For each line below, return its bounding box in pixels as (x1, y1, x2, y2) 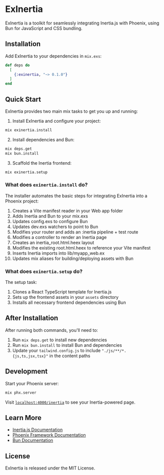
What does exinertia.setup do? (5, 268, 83, 275)
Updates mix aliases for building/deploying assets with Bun (12, 255, 134, 261)
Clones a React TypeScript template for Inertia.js (12, 289, 112, 295)
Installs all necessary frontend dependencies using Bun (12, 299, 126, 305)
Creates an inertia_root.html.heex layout (12, 239, 94, 245)
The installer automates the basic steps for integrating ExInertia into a (5, 193, 148, 199)
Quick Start (5, 95, 41, 103)
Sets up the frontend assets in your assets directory (12, 294, 119, 300)
